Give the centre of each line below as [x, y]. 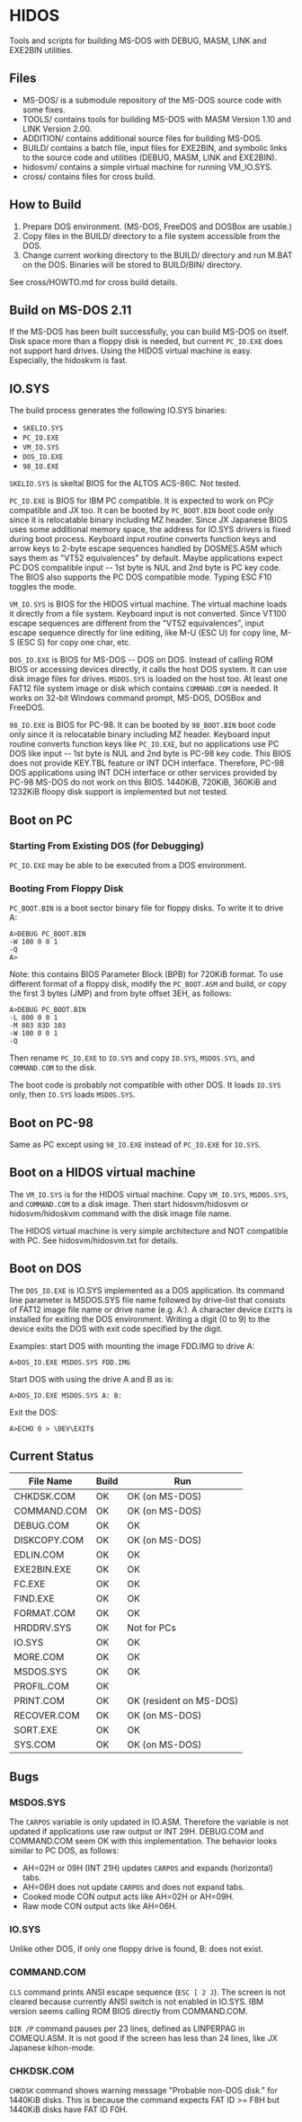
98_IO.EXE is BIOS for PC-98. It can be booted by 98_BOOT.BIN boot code [143, 725]
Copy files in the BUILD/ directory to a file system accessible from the [151, 235]
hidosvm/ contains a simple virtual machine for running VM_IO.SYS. [147, 166]
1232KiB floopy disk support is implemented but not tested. [119, 792]
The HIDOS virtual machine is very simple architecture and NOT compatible [149, 1230]
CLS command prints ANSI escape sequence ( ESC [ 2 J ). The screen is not [147, 1992]
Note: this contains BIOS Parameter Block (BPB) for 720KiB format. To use [147, 974]
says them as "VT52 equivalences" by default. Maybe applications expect [146, 558]
